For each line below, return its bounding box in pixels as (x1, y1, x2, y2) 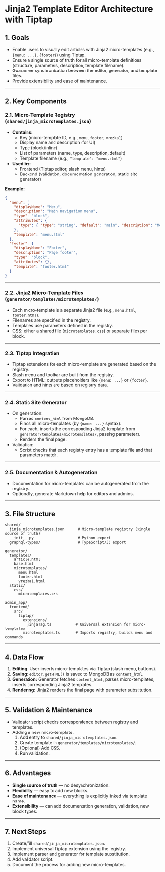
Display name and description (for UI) (19, 140, 96, 145)
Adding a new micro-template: (12, 730, 74, 735)
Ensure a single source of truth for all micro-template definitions (12, 57, 142, 63)
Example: (5, 186, 25, 192)
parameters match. (19, 452, 58, 458)
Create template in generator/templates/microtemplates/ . (19, 740, 137, 746)
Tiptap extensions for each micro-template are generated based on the (12, 361, 156, 367)
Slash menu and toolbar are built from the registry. (12, 372, 114, 378)
